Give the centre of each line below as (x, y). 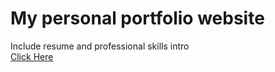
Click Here (32, 56)
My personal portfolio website (137, 18)
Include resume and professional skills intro (100, 46)
